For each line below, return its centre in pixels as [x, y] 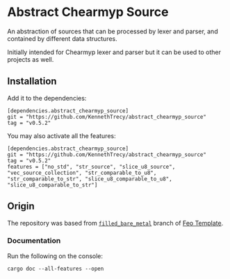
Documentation [34, 241]
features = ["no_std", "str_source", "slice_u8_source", [91, 167]
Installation [32, 82]
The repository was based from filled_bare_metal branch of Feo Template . [115, 223]
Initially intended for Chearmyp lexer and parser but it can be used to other [114, 52]
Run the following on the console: [55, 256]
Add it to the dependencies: [47, 98]
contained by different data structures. [63, 38]
